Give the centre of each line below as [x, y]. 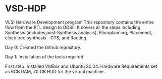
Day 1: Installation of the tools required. [45, 56]
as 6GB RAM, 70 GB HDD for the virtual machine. [55, 71]
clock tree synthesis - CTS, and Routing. [46, 38]
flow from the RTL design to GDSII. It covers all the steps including [73, 27]
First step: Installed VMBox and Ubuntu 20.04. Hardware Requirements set [81, 66]
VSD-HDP [26, 9]
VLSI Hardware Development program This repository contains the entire [80, 22]
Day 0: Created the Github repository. [43, 47]
